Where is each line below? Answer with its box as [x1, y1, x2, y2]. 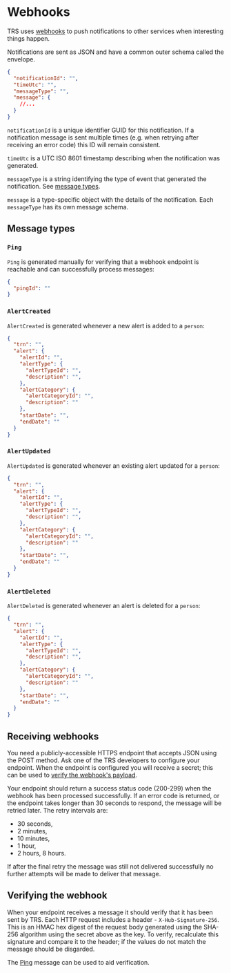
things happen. [7, 34, 50, 42]
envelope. [7, 55, 36, 63]
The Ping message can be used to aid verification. [7, 958, 150, 966]
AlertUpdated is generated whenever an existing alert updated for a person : [7, 461, 221, 470]
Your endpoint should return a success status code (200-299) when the [7, 784, 212, 792]
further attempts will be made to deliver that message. [7, 869, 161, 878]
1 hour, [17, 841, 37, 850]
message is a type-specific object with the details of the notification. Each [7, 195, 214, 204]
